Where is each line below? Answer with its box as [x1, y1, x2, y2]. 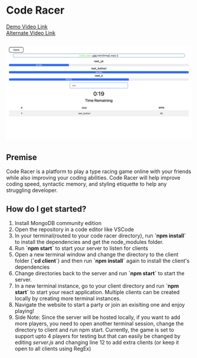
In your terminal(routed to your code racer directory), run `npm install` [14, 232, 186, 239]
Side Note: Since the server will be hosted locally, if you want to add [14, 314, 180, 321]
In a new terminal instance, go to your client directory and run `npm [14, 282, 179, 289]
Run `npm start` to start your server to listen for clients [14, 245, 149, 252]
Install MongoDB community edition [14, 219, 102, 226]
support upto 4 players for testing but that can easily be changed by [14, 332, 181, 340]
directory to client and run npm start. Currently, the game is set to [14, 326, 175, 333]
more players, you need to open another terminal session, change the [14, 320, 184, 327]
